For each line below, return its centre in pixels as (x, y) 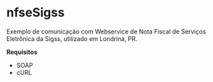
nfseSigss (36, 13)
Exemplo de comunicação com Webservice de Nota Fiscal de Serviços (106, 31)
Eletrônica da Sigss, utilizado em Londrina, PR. (72, 38)
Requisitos (22, 52)
